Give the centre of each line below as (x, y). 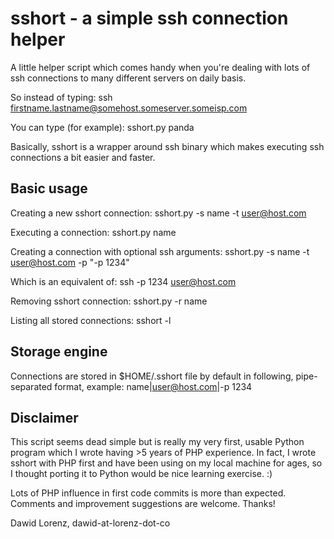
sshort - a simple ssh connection (149, 18)
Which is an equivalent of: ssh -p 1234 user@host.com (123, 281)
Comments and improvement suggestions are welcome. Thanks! (143, 504)
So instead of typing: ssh (61, 97)
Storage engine (59, 352)
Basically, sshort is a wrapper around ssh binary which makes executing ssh (167, 146)
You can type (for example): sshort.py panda (102, 127)
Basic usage (49, 188)
